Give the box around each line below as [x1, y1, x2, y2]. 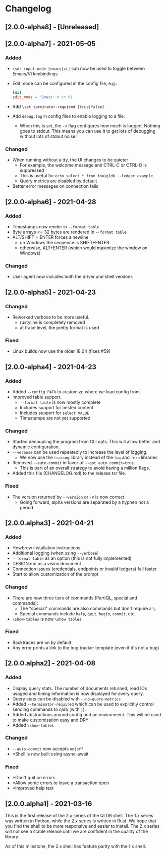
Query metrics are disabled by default [19, 178, 98, 184]
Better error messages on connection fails [12, 183, 99, 189]
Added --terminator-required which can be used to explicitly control [12, 701, 154, 707]
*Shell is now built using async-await [12, 751, 89, 757]
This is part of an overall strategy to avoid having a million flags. [19, 465, 150, 471]
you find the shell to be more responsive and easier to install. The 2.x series [5, 823, 160, 829]
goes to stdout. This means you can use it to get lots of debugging [19, 128, 156, 134]
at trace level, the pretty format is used [19, 324, 99, 330]
